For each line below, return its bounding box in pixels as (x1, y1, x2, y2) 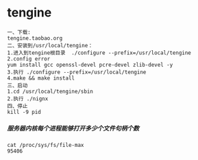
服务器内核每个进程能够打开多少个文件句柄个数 (7, 124, 139, 132)
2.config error (7, 55, 51, 62)
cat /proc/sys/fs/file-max (7, 141, 84, 148)
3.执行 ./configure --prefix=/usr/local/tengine (7, 69, 147, 76)
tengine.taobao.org (7, 34, 63, 42)
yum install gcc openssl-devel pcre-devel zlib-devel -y (7, 61, 173, 68)
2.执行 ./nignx (7, 95, 49, 102)
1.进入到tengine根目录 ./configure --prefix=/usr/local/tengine (7, 49, 192, 56)
